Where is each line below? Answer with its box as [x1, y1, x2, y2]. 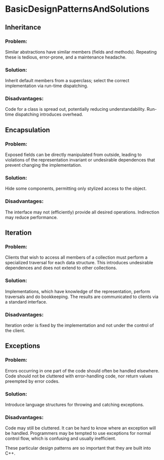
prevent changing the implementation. [5, 162, 82, 168]
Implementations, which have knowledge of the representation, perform [5, 288, 151, 294]
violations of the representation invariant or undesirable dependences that [5, 157, 156, 163]
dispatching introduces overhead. [15, 112, 83, 118]
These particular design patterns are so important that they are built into [5, 445, 151, 451]
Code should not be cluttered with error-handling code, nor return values [5, 373, 153, 379]
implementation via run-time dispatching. [5, 83, 88, 89]
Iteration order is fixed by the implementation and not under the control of [5, 322, 154, 328]
